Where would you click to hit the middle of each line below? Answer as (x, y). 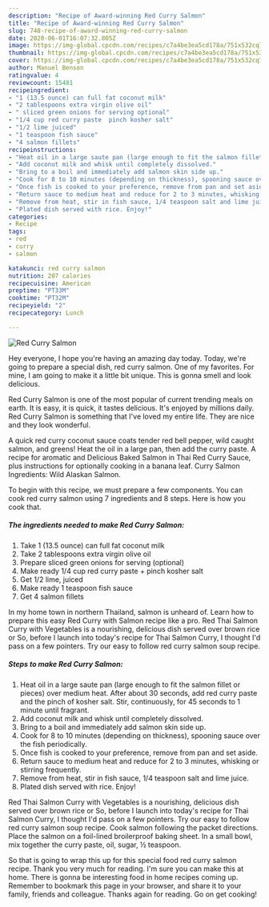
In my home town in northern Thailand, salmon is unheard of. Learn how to (131, 612)
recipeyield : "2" (37, 306)
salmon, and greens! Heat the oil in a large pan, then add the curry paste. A (132, 448)
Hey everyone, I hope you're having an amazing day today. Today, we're (127, 358)
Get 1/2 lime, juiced (52, 579)
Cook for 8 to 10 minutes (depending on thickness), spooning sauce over (140, 735)
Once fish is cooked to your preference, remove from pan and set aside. (139, 752)
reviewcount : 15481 (41, 82)
